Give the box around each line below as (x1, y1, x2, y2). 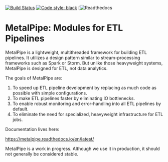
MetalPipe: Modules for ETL (5, 22, 123, 33)
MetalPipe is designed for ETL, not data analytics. (5, 65, 108, 71)
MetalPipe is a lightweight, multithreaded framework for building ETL (5, 49, 147, 55)
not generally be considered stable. (5, 150, 79, 157)
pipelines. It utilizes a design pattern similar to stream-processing (5, 54, 140, 60)
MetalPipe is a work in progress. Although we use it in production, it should (5, 145, 160, 151)
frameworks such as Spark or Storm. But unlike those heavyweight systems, (5, 60, 163, 66)
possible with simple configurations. (12, 90, 88, 96)
